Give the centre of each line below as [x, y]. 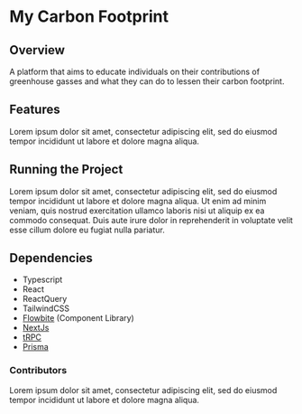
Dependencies [51, 258]
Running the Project [66, 169]
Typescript [42, 280]
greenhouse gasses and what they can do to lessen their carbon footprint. [147, 81]
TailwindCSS [46, 308]
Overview [37, 50]
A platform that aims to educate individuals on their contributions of [134, 71]
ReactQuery [45, 299]
